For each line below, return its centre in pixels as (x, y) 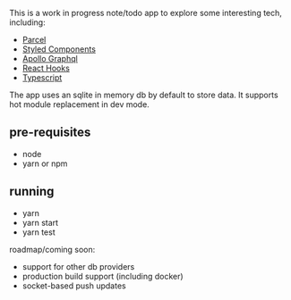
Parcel (34, 40)
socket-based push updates (74, 286)
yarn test (39, 232)
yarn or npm (45, 163)
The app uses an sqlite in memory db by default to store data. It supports (144, 95)
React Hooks (46, 68)
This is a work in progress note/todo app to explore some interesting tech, (145, 13)
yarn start (40, 222)
